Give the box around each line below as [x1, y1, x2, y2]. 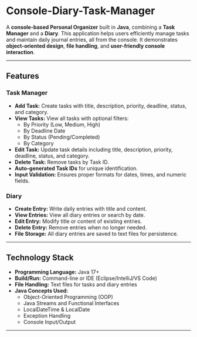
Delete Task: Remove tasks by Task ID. [14, 158, 110, 165]
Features [6, 71, 39, 81]
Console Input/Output [23, 318, 76, 325]
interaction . [6, 48, 35, 55]
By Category [23, 139, 54, 146]
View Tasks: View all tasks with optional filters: [14, 115, 129, 122]
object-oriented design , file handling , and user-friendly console [6, 42, 165, 49]
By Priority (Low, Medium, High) [23, 121, 101, 128]
